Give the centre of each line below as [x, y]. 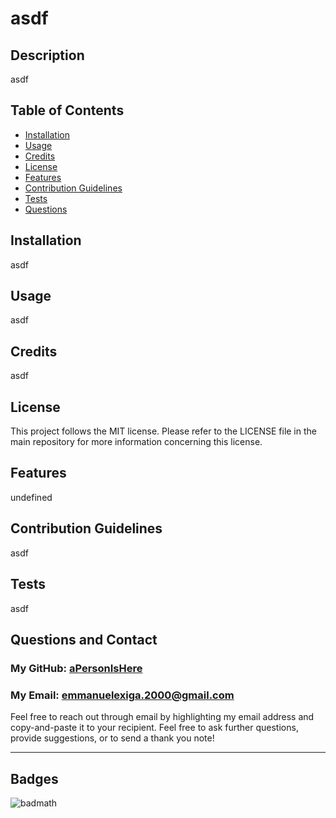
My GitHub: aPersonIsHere [76, 668]
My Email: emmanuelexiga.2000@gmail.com [122, 695]
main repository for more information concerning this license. [136, 442]
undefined [31, 497]
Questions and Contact [84, 639]
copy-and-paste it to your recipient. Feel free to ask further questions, [154, 728]
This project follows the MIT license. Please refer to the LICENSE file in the [163, 431]
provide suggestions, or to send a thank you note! [112, 738]
